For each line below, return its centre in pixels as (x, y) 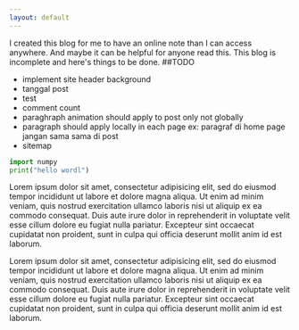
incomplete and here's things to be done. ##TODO (102, 62)
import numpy (33, 161)
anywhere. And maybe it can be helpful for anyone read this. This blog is (143, 52)
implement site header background (87, 79)
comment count (51, 107)
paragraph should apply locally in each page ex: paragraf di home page (154, 127)
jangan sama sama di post (70, 136)
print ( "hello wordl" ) (50, 170)
